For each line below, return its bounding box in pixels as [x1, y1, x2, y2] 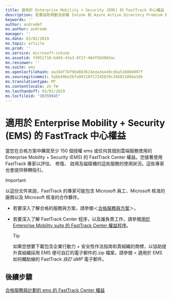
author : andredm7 [5, 22, 42, 27]
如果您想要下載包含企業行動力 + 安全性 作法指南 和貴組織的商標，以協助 [12, 243, 162, 249]
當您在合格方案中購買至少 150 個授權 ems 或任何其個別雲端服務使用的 [5, 148, 153, 154]
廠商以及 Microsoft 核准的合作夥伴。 [5, 194, 82, 201]
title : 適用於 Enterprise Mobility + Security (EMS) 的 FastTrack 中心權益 [5, 7, 165, 13]
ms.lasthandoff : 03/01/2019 [5, 88, 66, 94]
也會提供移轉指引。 [5, 167, 46, 173]
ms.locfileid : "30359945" [5, 93, 60, 98]
